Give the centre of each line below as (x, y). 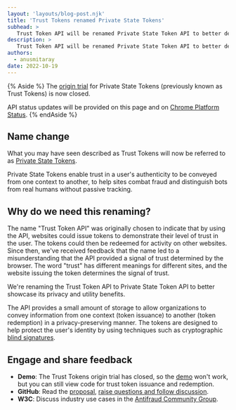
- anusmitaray (34, 60)
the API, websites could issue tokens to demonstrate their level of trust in (113, 236)
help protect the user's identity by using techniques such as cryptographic (115, 330)
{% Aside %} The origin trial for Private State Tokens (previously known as (115, 86)
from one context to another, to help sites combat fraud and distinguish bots (118, 182)
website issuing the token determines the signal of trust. (88, 273)
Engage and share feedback (70, 360)
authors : (20, 53)
